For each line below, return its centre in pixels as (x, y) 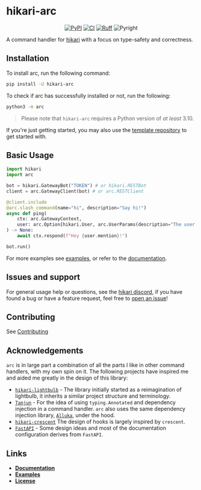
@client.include (26, 202)
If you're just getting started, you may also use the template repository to (97, 130)
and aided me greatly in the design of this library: (67, 378)
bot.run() (19, 247)
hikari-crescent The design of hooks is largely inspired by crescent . (100, 422)
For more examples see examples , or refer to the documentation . (87, 258)
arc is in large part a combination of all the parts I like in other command (95, 365)
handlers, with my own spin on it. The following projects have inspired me (97, 372)
